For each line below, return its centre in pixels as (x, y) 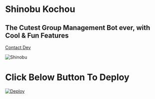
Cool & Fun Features (37, 35)
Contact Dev (18, 47)
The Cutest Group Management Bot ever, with (78, 28)
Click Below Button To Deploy (67, 77)
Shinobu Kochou (40, 9)
